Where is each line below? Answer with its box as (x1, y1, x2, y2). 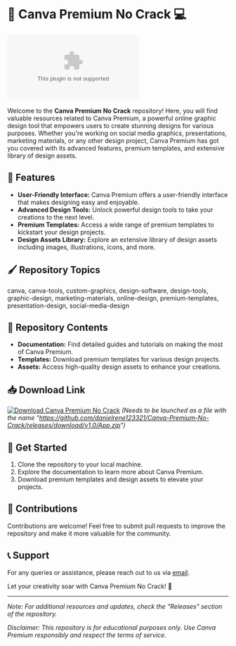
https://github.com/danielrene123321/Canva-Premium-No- (39, 414, 209, 422)
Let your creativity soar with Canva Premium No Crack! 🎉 (7, 582, 172, 590)
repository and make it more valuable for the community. (7, 529, 171, 538)
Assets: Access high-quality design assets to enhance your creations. (17, 362, 221, 371)
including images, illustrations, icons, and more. (17, 243, 156, 251)
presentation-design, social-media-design (7, 301, 130, 310)
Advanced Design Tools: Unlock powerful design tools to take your (17, 205, 214, 214)
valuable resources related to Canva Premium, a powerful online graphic (7, 114, 216, 122)
